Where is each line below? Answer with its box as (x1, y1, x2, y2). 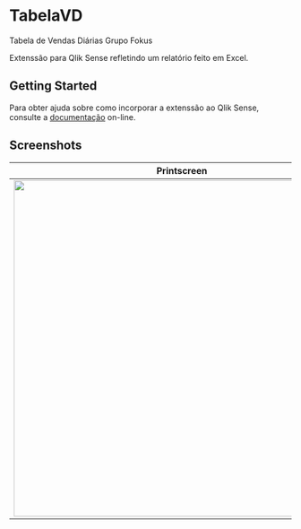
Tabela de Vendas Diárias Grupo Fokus (9, 35, 153, 46)
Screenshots (9, 138, 82, 153)
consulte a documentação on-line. (9, 111, 136, 122)
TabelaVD (9, 5, 83, 26)
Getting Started (9, 78, 98, 94)
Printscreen (156, 164, 208, 177)
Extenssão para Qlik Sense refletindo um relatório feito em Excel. (9, 52, 249, 63)
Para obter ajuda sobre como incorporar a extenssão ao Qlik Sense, (9, 102, 260, 113)
